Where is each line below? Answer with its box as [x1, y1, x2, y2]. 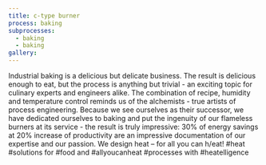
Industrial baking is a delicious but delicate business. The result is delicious [8, 71, 256, 80]
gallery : [8, 49, 38, 57]
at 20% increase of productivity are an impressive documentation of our [8, 131, 246, 140]
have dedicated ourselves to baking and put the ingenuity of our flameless [8, 114, 253, 123]
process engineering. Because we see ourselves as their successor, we [8, 105, 244, 115]
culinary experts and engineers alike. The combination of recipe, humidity [8, 88, 251, 97]
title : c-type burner [8, 11, 81, 20]
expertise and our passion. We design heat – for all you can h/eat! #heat [8, 139, 245, 148]
